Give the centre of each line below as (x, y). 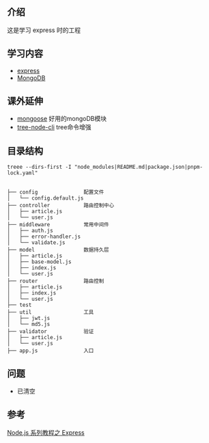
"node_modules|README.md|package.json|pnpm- (139, 167)
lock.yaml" (23, 173)
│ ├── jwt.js (29, 319)
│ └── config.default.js (45, 198)
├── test (19, 305)
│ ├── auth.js (30, 231)
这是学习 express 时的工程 (44, 30)
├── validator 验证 (51, 332)
